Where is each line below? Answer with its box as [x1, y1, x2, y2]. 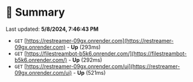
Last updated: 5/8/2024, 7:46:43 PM [5, 25, 99, 33]
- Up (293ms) [66, 43, 101, 51]
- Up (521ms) [73, 69, 106, 76]
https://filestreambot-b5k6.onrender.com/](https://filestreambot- [26, 49, 187, 57]
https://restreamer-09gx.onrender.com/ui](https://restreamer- [26, 63, 180, 70]
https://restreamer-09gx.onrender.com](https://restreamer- [26, 37, 174, 44]
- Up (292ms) [68, 56, 103, 63]
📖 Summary [5, 5, 65, 19]
